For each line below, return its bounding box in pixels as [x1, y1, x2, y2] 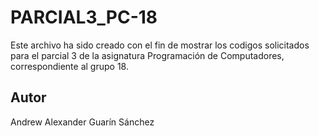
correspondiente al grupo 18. [10, 60, 129, 72]
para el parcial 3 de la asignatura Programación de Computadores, [10, 49, 285, 61]
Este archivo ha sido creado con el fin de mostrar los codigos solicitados [10, 39, 310, 51]
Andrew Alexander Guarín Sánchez [10, 116, 155, 128]
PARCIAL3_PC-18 [10, 6, 158, 29]
